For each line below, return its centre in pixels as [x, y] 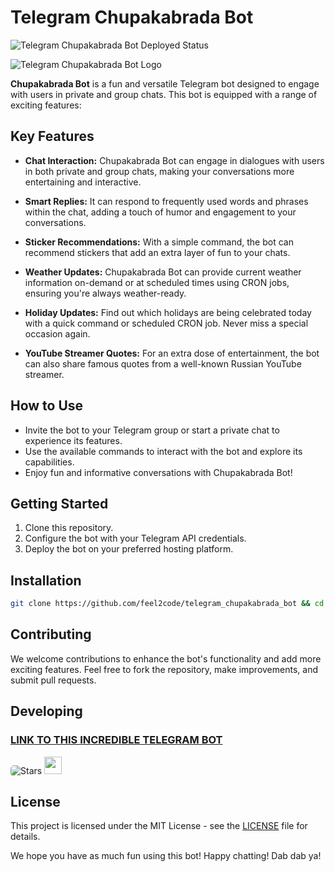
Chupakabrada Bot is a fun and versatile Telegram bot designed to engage [165, 83]
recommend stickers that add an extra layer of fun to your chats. [157, 252]
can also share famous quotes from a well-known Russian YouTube [163, 363]
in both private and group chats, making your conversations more [159, 171]
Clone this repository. [69, 528]
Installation [46, 580]
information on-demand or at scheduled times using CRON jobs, [157, 282]
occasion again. [57, 333]
